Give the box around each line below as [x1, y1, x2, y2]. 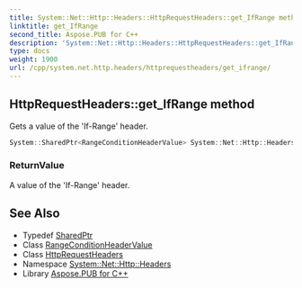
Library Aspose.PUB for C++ [22, 267, 129, 279]
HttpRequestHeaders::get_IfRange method [9, 96, 255, 112]
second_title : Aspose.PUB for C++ [9, 30, 139, 39]
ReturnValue [9, 159, 65, 172]
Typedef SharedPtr [22, 229, 93, 240]
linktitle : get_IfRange [9, 22, 99, 31]
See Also [9, 206, 60, 221]
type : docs [9, 47, 50, 56]
